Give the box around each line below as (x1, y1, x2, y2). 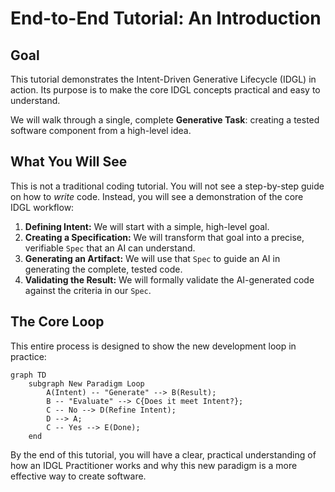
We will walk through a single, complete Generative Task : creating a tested (10, 114, 320, 126)
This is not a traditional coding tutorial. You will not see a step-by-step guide (10, 180, 325, 192)
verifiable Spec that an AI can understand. (24, 242, 196, 254)
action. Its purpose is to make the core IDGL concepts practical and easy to (10, 84, 321, 96)
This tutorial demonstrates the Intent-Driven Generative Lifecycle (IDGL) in (10, 73, 317, 85)
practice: (10, 350, 47, 362)
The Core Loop (10, 313, 105, 331)
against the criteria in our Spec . (24, 284, 152, 296)
